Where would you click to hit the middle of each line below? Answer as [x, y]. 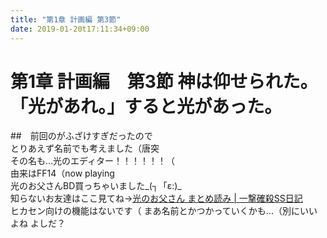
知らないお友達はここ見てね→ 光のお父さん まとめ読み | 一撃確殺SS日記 [156, 198]
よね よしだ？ [38, 223]
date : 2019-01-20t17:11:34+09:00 [80, 29]
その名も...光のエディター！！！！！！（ [93, 161]
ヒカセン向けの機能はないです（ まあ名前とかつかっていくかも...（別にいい [164, 211]
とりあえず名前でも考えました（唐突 [85, 148]
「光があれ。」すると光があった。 [146, 106]
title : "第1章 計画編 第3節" [66, 19]
